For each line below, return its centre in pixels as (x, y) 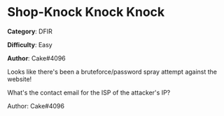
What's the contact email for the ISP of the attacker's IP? (89, 92)
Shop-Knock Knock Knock (86, 12)
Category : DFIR (30, 31)
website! (20, 79)
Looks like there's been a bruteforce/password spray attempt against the (112, 72)
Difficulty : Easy (30, 44)
